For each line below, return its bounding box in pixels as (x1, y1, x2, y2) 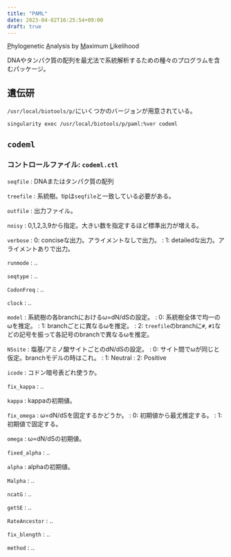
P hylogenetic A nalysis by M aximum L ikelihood (7, 42, 140, 51)
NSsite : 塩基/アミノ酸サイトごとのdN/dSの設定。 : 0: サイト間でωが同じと (7, 345, 220, 353)
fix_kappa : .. (7, 382, 44, 390)
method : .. (7, 543, 35, 551)
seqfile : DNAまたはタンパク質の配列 (7, 177, 114, 185)
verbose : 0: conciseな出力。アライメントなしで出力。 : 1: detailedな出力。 (7, 236, 219, 244)
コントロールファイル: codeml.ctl (7, 160, 119, 170)
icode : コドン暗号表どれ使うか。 (7, 368, 101, 376)
